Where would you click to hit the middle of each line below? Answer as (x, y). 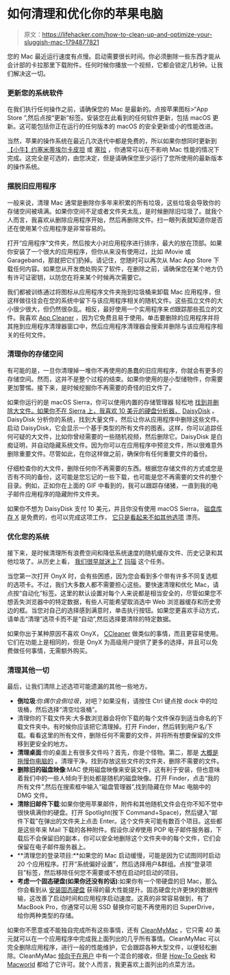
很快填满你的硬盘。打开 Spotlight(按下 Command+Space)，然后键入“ (114, 813)
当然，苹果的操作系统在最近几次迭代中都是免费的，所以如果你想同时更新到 (112, 141)
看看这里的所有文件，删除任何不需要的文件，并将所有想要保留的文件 (125, 735)
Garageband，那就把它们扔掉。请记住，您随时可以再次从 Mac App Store (110, 260)
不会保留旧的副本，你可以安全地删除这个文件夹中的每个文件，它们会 (125, 838)
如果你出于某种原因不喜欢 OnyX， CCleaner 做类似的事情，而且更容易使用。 (115, 634)
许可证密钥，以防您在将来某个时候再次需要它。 (79, 277)
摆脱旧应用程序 (32, 186)
